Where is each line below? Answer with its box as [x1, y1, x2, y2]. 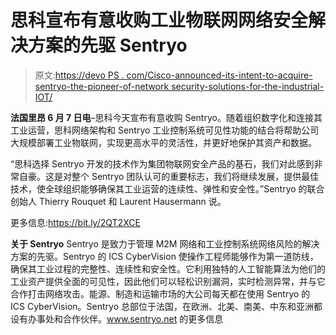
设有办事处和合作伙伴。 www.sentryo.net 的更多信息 [10, 312, 224, 325]
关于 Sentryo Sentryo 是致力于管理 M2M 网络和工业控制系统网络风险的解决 [10, 237, 320, 250]
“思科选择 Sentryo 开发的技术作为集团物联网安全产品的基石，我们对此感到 [10, 157, 315, 170]
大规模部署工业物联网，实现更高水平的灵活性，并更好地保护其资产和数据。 [10, 136, 317, 148]
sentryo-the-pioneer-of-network [34, 80, 170, 92]
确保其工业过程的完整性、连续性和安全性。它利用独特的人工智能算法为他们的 [10, 262, 326, 275]
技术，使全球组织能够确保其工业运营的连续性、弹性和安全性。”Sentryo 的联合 [10, 182, 325, 195]
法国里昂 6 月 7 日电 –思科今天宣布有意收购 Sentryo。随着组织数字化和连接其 [10, 111, 323, 123]
